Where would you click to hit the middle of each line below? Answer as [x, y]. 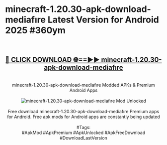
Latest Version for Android [103, 20]
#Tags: [83, 127]
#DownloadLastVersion [83, 138]
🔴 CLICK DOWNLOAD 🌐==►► [53, 60]
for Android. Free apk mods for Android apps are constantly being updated [83, 117]
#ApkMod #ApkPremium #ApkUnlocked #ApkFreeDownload [83, 133]
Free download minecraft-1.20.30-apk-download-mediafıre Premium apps [83, 111]
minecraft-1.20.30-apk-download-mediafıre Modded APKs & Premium [83, 85]
